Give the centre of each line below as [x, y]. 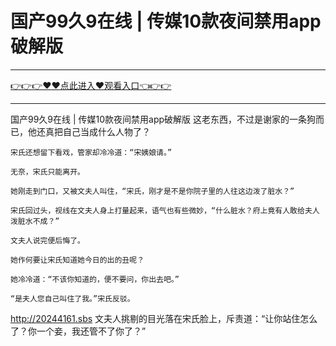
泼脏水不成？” [35, 221]
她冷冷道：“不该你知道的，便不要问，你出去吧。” [95, 279]
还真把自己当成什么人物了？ [93, 131]
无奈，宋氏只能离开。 [47, 172]
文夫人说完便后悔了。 [47, 240]
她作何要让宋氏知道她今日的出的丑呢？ [77, 260]
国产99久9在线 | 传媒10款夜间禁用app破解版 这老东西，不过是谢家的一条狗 [163, 119]
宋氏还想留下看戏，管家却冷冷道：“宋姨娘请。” [91, 152]
